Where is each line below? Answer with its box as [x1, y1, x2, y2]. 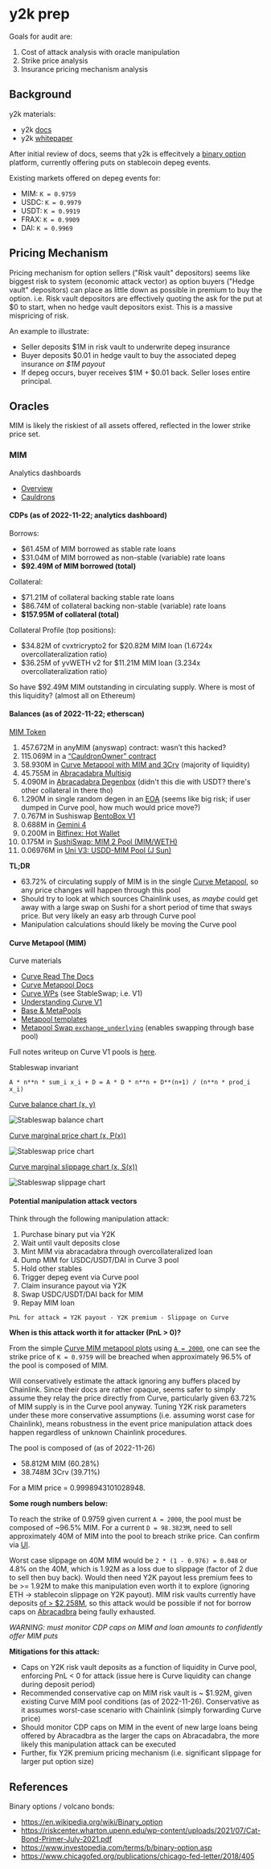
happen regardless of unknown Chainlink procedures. [9, 1428, 187, 1438]
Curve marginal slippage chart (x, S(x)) [9, 1162, 138, 1172]
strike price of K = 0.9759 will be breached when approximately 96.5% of [9, 1352, 252, 1362]
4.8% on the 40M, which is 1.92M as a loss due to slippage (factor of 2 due [9, 1564, 258, 1574]
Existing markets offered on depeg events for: [9, 173, 161, 182]
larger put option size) [20, 1757, 95, 1767]
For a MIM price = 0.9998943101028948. [9, 1483, 146, 1492]
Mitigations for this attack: [9, 1646, 100, 1657]
